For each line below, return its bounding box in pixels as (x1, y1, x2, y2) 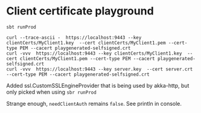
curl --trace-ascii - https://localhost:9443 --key (6, 34, 142, 40)
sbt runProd (6, 24, 36, 30)
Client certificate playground (6, 4, 154, 18)
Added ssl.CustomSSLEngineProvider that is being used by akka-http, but (6, 82, 190, 89)
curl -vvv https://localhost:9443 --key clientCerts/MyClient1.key (6, 50, 182, 56)
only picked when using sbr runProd (6, 88, 97, 96)
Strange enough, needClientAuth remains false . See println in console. (6, 100, 182, 107)
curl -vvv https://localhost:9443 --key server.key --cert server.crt (6, 66, 193, 72)
